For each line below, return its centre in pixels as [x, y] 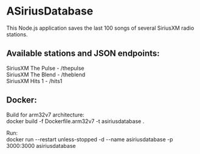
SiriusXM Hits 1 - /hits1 [34, 81]
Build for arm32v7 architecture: [45, 115]
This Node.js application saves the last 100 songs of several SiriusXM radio [100, 28]
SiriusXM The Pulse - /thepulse [45, 68]
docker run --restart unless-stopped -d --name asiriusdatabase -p [90, 139]
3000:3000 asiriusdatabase [41, 146]
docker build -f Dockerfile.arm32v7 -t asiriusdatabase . [75, 121]
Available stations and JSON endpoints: [83, 54]
